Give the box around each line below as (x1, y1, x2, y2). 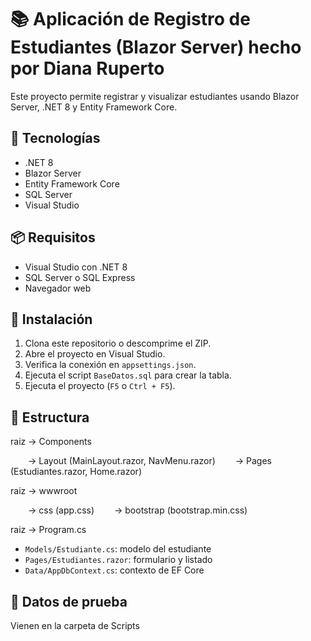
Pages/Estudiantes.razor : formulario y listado (24, 554, 213, 566)
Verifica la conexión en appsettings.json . (24, 359, 197, 371)
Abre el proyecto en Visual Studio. (24, 348, 166, 360)
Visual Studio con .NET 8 (24, 261, 128, 273)
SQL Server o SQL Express (24, 271, 136, 283)
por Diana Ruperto (10, 57, 165, 80)
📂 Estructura (10, 409, 90, 426)
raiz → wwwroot (10, 485, 78, 497)
